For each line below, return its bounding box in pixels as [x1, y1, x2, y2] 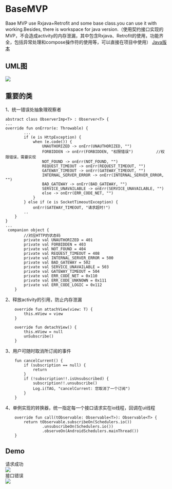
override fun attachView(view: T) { [14, 307, 93, 312]
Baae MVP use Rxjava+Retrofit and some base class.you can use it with [5, 20, 157, 26]
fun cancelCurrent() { [14, 358, 63, 363]
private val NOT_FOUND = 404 [24, 246, 86, 252]
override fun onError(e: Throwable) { [5, 125, 88, 131]
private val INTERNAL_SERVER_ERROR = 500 [24, 255, 114, 260]
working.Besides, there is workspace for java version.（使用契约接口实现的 [5, 26, 164, 32]
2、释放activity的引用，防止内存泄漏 [5, 296, 82, 303]
